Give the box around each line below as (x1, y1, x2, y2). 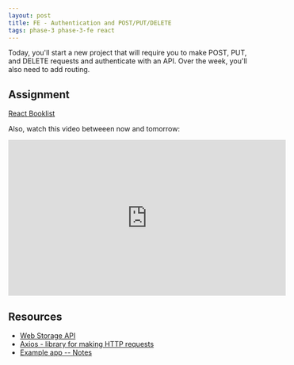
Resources (8, 310, 63, 323)
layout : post (8, 11, 52, 20)
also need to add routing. (8, 65, 90, 74)
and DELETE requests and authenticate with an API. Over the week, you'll (8, 56, 247, 66)
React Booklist (8, 108, 55, 119)
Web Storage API (19, 331, 76, 340)
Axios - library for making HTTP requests (19, 340, 155, 348)
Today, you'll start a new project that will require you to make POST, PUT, (8, 48, 247, 58)
